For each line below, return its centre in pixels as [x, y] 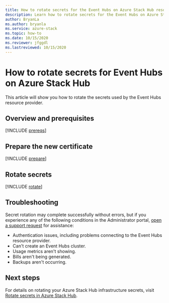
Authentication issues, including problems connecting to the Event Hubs [87, 235]
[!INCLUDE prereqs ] [26, 131]
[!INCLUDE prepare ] [26, 159]
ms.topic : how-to [23, 33]
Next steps [23, 278]
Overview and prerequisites [50, 118]
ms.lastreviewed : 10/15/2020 [36, 47]
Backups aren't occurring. [39, 262]
